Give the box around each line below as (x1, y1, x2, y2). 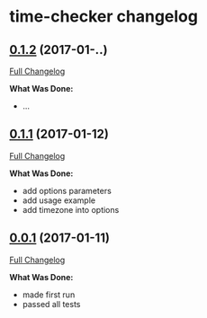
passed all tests (22, 298, 81, 309)
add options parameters (22, 185, 112, 196)
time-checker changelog (9, 6, 198, 27)
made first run (22, 289, 76, 300)
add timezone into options (22, 204, 120, 215)
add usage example (22, 195, 96, 206)
